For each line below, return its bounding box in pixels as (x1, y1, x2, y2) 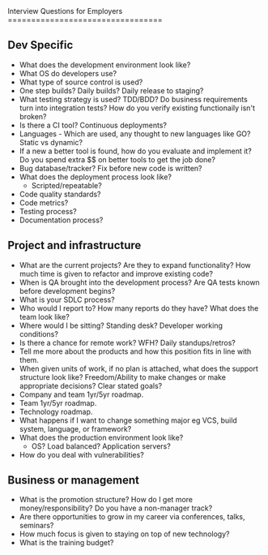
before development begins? (19, 286, 116, 295)
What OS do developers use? (19, 68, 117, 78)
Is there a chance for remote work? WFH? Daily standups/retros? (19, 338, 236, 347)
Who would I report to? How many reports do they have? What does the (19, 303, 259, 313)
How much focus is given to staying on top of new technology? (19, 529, 230, 539)
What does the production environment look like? (19, 432, 184, 442)
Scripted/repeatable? (31, 180, 102, 190)
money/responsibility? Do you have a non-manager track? (19, 503, 213, 513)
